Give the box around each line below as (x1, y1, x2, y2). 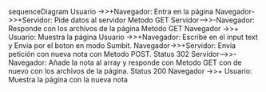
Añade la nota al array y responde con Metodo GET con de (48, 58, 242, 67)
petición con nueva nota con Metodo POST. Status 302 (8, 50, 190, 58)
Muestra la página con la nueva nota (8, 75, 128, 84)
